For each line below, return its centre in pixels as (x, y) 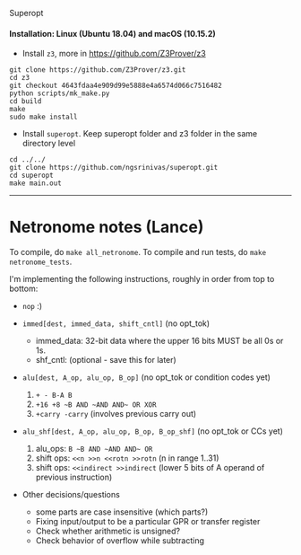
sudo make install (43, 117)
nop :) (32, 306)
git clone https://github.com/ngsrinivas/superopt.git (114, 168)
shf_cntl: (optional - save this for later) (106, 360)
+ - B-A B (54, 396)
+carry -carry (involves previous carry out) (116, 414)
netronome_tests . (41, 262)
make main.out (36, 183)
